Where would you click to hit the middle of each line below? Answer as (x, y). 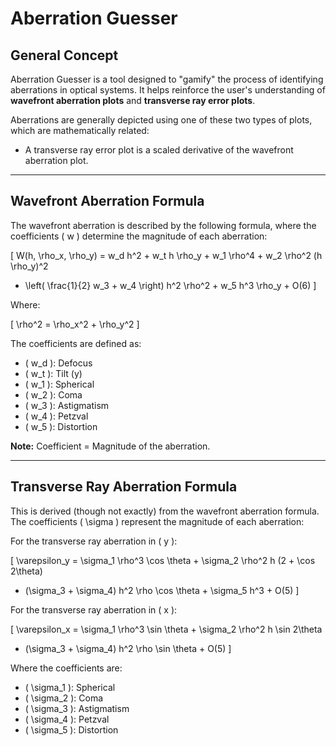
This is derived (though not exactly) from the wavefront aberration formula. (165, 511)
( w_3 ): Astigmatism (67, 405)
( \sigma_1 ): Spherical (70, 687)
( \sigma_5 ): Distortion (71, 729)
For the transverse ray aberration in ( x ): (94, 609)
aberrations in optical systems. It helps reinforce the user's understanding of (168, 90)
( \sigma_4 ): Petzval (67, 719)
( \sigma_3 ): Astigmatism (77, 708)
